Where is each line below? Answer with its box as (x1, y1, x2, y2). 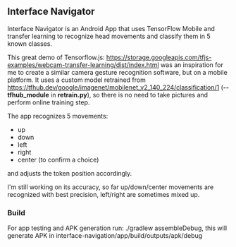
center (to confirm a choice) (17, 155, 99, 164)
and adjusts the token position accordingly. (7, 169, 132, 177)
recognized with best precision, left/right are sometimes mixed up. (7, 190, 200, 198)
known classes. (7, 39, 53, 48)
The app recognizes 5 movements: (7, 112, 108, 120)
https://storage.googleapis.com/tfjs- (106, 53, 212, 61)
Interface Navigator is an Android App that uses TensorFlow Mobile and (7, 24, 215, 32)
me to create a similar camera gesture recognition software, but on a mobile (7, 68, 228, 76)
